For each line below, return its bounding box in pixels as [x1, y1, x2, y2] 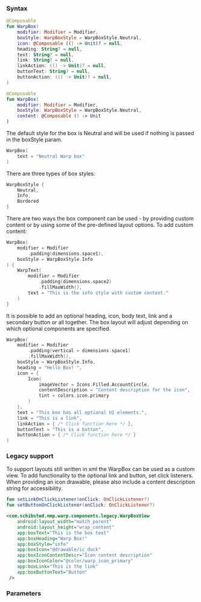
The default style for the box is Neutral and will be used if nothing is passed [6, 130, 194, 137]
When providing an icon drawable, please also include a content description [6, 478, 195, 485]
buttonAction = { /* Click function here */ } [17, 432, 136, 438]
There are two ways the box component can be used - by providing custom [6, 215, 194, 222]
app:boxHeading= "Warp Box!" [17, 536, 88, 542]
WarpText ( [17, 267, 42, 274]
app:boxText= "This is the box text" [17, 530, 110, 536]
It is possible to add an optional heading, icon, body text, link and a [6, 312, 173, 319]
